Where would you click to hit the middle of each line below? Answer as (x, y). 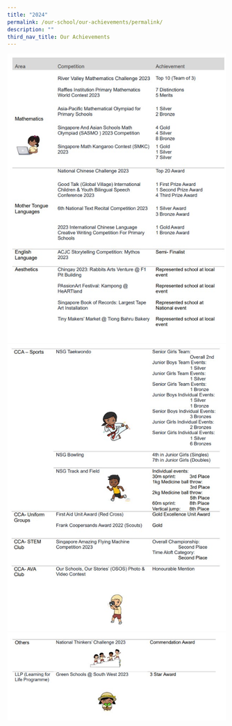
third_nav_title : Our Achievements (59, 37)
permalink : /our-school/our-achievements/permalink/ (85, 22)
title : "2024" (28, 15)
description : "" (31, 29)
